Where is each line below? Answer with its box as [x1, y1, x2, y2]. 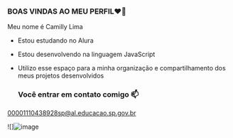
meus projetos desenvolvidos [17, 71, 104, 80]
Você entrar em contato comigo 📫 [17, 90, 139, 100]
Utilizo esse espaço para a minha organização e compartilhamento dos [17, 64, 226, 73]
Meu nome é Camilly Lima [7, 23, 83, 31]
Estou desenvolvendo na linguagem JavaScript [17, 50, 156, 59]
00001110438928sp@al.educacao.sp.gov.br [7, 108, 136, 117]
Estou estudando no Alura [17, 36, 94, 45]
